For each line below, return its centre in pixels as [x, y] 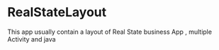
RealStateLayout [57, 12]
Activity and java [32, 39]
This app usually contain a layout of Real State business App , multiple [110, 32]
